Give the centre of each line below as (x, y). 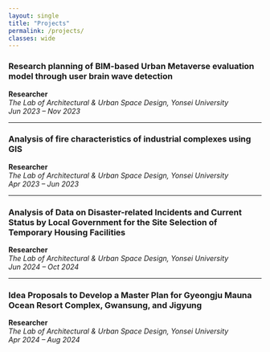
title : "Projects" (39, 23)
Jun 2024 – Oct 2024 (44, 267)
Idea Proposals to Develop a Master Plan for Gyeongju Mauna (130, 296)
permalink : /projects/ (46, 31)
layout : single (34, 16)
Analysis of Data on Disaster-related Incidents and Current (125, 212)
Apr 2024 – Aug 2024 (44, 340)
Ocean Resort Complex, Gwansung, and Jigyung (105, 305)
